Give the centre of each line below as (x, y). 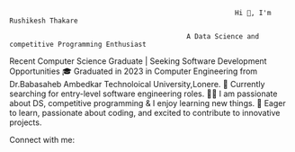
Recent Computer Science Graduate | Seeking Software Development (138, 61)
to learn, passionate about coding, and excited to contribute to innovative (145, 113)
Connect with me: (42, 140)
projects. (26, 122)
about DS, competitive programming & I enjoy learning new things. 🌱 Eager (147, 103)
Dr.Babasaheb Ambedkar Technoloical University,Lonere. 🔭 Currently (137, 84)
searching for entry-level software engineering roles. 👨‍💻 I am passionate (143, 94)
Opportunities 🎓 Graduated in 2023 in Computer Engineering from (134, 71)
